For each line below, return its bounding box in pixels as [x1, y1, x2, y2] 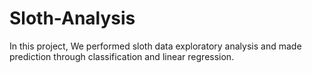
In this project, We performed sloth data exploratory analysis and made [9, 40, 302, 52]
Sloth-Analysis [9, 7, 136, 30]
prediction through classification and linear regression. [9, 50, 235, 62]
